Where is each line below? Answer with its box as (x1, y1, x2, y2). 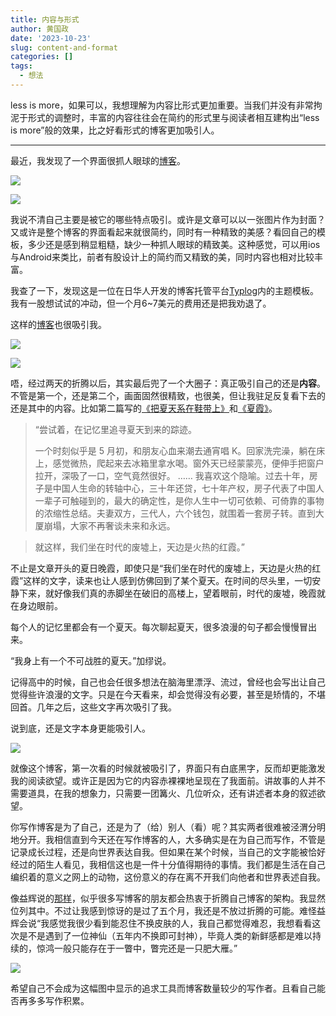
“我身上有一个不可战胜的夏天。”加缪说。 (10, 654, 172, 666)
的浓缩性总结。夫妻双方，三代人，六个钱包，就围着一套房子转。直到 (34, 507, 316, 519)
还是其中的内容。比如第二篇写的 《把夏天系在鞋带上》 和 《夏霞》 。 (10, 402, 278, 414)
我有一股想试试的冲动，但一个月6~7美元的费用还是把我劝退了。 (10, 297, 272, 309)
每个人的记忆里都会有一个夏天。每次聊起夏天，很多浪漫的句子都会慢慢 (10, 621, 300, 633)
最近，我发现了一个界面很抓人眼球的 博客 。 (10, 154, 186, 166)
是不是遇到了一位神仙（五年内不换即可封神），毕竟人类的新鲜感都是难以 (18, 929, 313, 941)
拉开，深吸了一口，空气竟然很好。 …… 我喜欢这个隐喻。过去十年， (34, 469, 310, 481)
